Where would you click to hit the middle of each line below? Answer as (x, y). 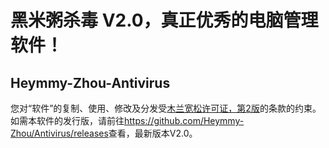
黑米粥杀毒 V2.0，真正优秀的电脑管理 (164, 20)
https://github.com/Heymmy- (184, 120)
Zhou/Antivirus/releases (59, 133)
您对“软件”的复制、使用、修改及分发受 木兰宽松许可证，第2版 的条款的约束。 (166, 108)
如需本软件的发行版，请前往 (67, 120)
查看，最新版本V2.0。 (153, 133)
